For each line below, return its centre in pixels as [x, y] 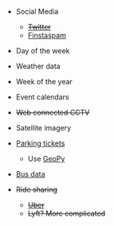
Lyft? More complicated [67, 213]
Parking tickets [40, 143]
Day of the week [43, 51]
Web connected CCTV [53, 112]
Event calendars [42, 97]
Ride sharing [37, 189]
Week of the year [44, 82]
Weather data [38, 66]
